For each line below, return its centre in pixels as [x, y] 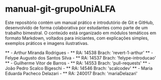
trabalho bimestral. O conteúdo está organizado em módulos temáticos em [81, 33]
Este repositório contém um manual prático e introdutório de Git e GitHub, [80, 22]
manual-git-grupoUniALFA [61, 9]
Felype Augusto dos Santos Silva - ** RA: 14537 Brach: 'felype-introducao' [80, 58]
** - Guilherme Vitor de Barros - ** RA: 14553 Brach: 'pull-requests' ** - [78, 63]
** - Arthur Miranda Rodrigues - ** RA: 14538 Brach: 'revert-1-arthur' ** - [79, 53]
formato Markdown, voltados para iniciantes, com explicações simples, [77, 38]
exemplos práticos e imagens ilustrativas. [47, 43]
